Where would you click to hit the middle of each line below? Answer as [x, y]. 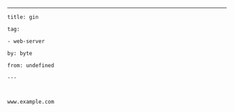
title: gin [23, 17]
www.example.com [31, 102]
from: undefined [31, 66]
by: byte [20, 53]
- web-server [26, 41]
